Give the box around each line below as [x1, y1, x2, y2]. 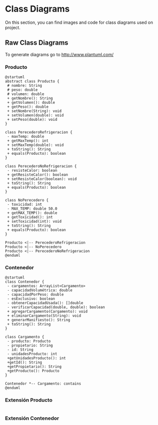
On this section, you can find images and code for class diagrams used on [5, 19, 154, 25]
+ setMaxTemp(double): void [7, 143, 64, 147]
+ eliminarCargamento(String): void [7, 313, 81, 318]
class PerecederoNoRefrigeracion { [5, 164, 77, 169]
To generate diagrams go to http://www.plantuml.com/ [5, 51, 114, 57]
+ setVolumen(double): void [7, 113, 64, 118]
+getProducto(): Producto [7, 369, 60, 374]
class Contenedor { [5, 279, 45, 284]
